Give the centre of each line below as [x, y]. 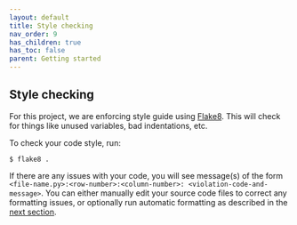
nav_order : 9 [33, 34]
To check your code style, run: [65, 142]
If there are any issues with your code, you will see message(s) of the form [146, 175]
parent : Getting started [55, 59]
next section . [33, 212]
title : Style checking [51, 26]
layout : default [39, 17]
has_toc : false [37, 51]
